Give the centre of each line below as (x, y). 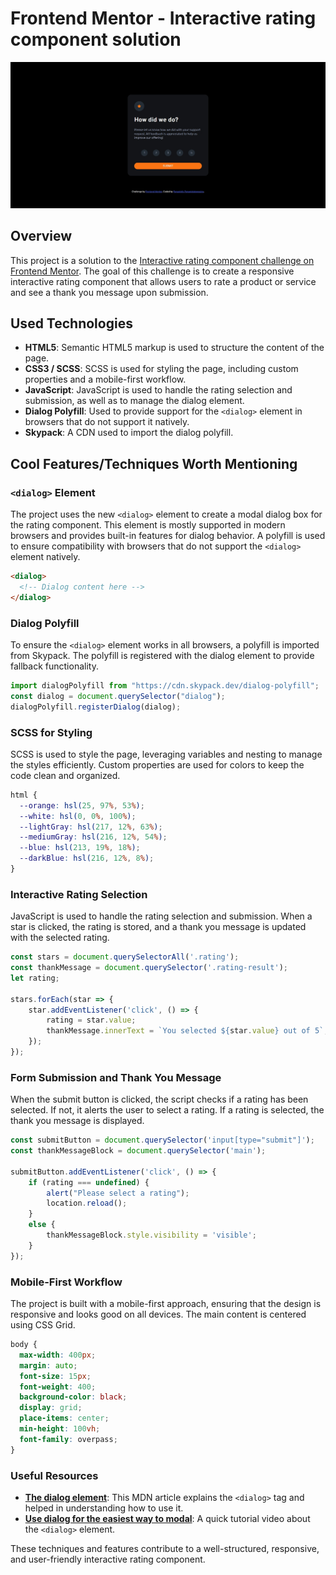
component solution (96, 39)
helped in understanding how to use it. (104, 1508)
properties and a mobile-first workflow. (105, 379)
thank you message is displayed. (77, 1121)
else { (42, 1225)
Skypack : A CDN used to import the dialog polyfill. (129, 433)
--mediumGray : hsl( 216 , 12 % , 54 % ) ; (93, 837)
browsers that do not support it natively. (107, 422)
